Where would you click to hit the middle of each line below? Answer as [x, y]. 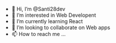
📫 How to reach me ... [38, 34]
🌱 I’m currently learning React [47, 21]
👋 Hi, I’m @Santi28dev [38, 9]
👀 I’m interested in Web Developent [54, 15]
